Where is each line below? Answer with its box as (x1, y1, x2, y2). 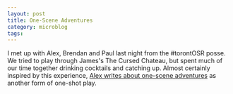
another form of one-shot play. (7, 79, 97, 88)
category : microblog (7, 23, 68, 30)
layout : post (7, 10, 46, 18)
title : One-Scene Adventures (7, 17, 93, 24)
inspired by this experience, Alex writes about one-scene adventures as (7, 72, 217, 80)
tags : (7, 29, 23, 37)
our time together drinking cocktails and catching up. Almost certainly (7, 64, 210, 72)
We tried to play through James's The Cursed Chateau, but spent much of (7, 57, 223, 65)
